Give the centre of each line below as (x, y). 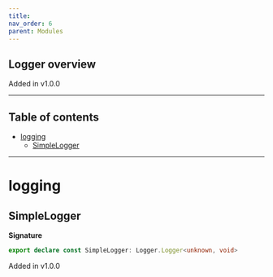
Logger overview (52, 64)
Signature (26, 235)
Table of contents (54, 117)
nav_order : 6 (30, 24)
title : (19, 16)
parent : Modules (36, 31)
